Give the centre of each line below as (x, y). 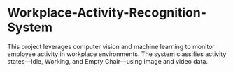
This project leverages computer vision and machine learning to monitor (111, 46)
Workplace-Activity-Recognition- (107, 13)
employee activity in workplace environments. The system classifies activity (117, 54)
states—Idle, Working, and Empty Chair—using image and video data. (108, 61)
